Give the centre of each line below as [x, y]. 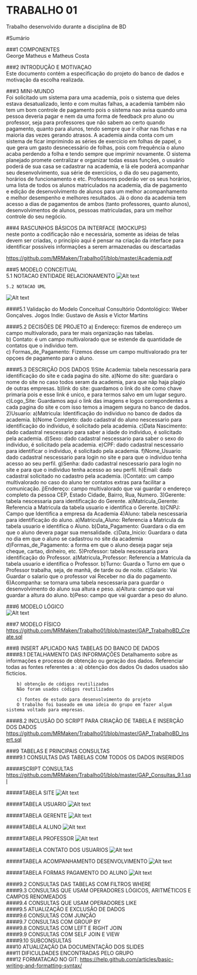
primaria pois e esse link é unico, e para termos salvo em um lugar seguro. [96, 394]
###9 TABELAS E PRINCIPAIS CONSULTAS [58, 751]
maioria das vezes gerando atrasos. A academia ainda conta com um [90, 135]
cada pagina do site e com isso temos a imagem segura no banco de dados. [98, 407]
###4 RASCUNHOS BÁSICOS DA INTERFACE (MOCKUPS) [76, 228]
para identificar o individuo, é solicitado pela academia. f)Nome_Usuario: [94, 451]
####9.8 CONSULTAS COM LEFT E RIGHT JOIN [64, 928]
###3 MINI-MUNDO [30, 91]
